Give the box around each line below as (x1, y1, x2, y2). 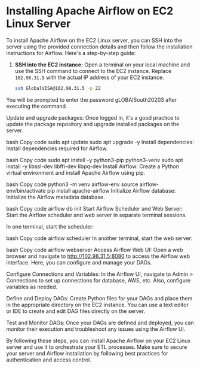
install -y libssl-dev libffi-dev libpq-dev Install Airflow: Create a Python (6, 163, 179, 170)
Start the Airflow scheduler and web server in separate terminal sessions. (6, 211, 187, 218)
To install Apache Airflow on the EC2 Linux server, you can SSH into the (6, 37, 183, 44)
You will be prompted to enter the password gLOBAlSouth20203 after (6, 96, 177, 103)
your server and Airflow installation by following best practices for (6, 349, 168, 357)
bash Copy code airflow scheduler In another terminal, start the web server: (6, 235, 193, 242)
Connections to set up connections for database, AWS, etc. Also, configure (6, 276, 191, 284)
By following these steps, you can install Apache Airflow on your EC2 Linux (6, 337, 191, 344)
